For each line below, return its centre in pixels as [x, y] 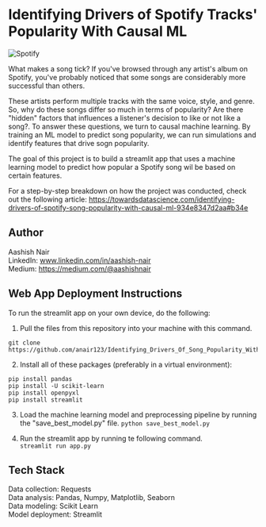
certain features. [35, 175]
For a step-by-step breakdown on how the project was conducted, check [127, 190]
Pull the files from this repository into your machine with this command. [136, 328]
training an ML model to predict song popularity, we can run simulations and [132, 135]
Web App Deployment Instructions [95, 294]
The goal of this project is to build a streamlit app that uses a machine [122, 158]
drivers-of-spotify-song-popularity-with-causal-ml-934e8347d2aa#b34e [128, 207]
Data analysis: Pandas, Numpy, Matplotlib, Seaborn [92, 498]
